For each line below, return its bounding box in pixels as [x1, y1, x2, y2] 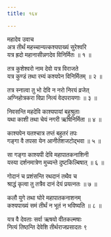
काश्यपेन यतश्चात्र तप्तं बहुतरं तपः [7, 129, 77, 137]
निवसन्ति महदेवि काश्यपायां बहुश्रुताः [7, 107, 80, 116]
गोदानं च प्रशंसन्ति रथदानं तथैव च [7, 172, 77, 180]
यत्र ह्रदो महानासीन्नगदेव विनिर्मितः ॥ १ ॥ [7, 50, 92, 59]
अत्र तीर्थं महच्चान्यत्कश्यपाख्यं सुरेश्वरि [7, 43, 87, 51]
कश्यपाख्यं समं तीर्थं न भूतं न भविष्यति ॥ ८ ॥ [7, 201, 102, 209]
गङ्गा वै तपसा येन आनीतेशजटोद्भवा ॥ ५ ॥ [7, 136, 101, 145]
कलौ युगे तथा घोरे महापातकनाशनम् [7, 194, 81, 202]
